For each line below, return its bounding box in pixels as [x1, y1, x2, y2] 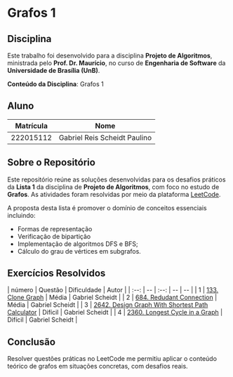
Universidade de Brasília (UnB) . [7, 67, 100, 74]
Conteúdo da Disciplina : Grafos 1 [7, 80, 104, 88]
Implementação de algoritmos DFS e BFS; [17, 240, 138, 248]
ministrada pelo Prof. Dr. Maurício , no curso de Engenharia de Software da [7, 59, 226, 67]
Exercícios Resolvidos [7, 268, 106, 280]
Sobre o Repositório [7, 156, 96, 169]
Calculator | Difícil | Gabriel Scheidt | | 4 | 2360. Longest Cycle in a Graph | [7, 308, 223, 317]
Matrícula [15, 121, 48, 130]
